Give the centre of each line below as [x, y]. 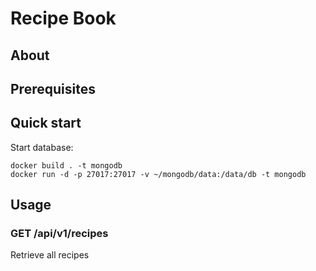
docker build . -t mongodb [66, 165]
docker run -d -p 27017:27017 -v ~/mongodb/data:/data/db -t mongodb [158, 174]
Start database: [42, 147]
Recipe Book [63, 18]
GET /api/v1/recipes [59, 234]
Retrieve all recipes [50, 255]
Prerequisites [53, 88]
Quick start [46, 123]
